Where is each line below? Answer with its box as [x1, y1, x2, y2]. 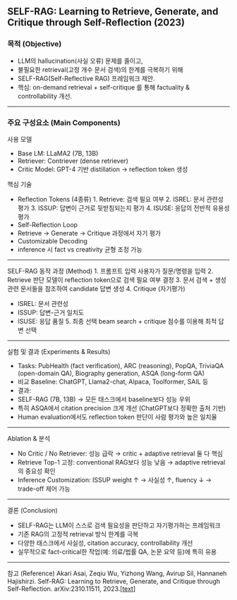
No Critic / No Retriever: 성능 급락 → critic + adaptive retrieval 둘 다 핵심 [17, 449, 224, 458]
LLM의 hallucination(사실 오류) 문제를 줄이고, [17, 56, 143, 65]
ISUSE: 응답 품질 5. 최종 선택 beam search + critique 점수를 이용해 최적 [17, 317, 217, 325]
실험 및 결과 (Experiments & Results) [7, 347, 111, 355]
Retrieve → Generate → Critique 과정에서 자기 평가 [17, 228, 161, 237]
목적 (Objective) [7, 39, 62, 49]
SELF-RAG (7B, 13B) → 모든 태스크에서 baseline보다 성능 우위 [17, 395, 190, 403]
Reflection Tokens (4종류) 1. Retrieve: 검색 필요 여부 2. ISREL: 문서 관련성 [17, 195, 224, 203]
